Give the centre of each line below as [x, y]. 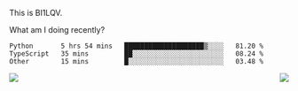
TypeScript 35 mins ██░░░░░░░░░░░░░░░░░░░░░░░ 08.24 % [137, 54]
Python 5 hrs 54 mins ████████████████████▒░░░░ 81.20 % [137, 46]
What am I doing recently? [57, 30]
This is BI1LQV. [36, 13]
